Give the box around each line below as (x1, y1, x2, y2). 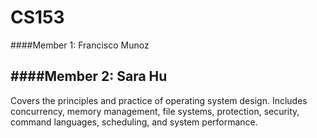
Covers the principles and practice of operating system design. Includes (10, 94, 308, 106)
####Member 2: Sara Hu (10, 68, 168, 85)
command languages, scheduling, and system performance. (10, 116, 258, 128)
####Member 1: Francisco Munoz (10, 39, 150, 51)
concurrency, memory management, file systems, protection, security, (10, 105, 300, 117)
